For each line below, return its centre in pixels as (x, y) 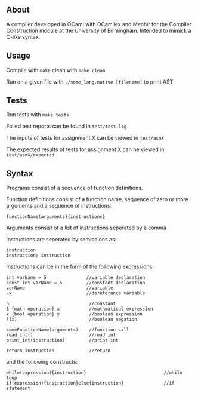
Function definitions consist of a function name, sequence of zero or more (98, 199)
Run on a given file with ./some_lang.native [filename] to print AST (90, 82)
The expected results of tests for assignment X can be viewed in (85, 149)
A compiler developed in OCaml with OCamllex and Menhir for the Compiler (99, 24)
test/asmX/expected (30, 155)
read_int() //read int (61, 335)
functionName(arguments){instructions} (56, 217)
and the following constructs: (42, 362)
